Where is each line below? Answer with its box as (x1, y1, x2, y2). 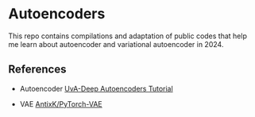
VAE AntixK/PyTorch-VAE (19, 99, 103, 108)
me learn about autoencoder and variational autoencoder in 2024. (8, 39, 224, 49)
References (8, 63, 67, 76)
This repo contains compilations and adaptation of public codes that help (8, 31, 248, 41)
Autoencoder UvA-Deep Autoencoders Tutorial (19, 84, 173, 93)
